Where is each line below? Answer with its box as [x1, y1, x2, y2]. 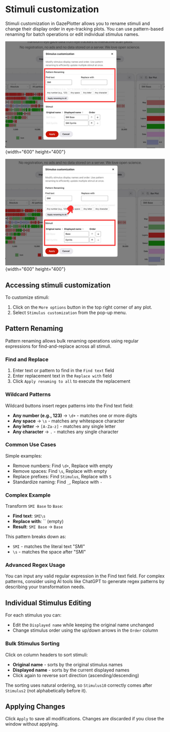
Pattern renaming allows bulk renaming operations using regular [5, 338, 139, 344]
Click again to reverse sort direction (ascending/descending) [12, 672, 140, 678]
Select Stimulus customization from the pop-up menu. [12, 310, 127, 316]
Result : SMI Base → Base [12, 524, 63, 530]
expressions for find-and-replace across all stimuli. [5, 343, 112, 349]
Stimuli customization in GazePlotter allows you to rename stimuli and [5, 20, 150, 26]
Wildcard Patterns [5, 391, 51, 398]
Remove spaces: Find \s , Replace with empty [12, 468, 107, 474]
